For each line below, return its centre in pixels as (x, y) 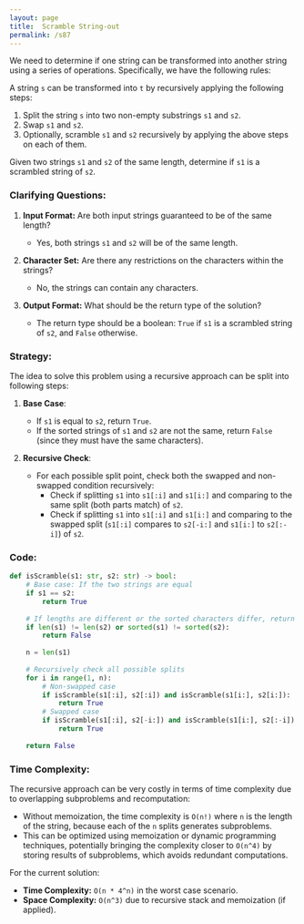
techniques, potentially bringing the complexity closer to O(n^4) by (147, 845)
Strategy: (30, 356)
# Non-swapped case (79, 686)
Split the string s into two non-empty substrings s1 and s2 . (132, 116)
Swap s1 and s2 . (53, 125)
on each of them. (55, 144)
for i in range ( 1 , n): (69, 678)
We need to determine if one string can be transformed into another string (148, 61)
